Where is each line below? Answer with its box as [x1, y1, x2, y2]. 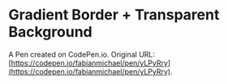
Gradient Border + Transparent [8, 6, 220, 24]
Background [8, 23, 92, 41]
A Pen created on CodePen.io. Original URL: [8, 49, 156, 59]
